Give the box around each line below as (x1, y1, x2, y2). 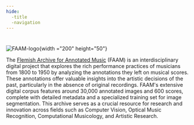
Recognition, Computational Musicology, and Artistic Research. (6, 112, 158, 119)
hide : (6, 8, 19, 15)
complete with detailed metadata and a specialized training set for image (6, 93, 182, 100)
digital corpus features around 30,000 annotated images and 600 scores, (6, 87, 183, 94)
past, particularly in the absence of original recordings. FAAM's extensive (6, 81, 183, 88)
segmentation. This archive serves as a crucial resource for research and (6, 100, 183, 107)
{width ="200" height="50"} (39, 45, 107, 52)
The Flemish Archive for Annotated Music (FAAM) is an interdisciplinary (6, 56, 179, 63)
